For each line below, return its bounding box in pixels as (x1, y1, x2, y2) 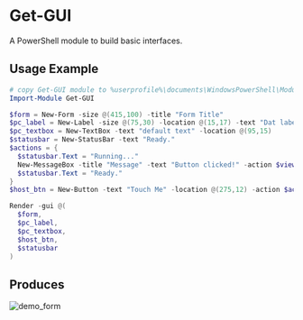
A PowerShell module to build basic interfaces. (9, 35, 183, 46)
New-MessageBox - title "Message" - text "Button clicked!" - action (17, 160, 272, 169)
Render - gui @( (9, 202, 67, 211)
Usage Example (9, 61, 99, 77)
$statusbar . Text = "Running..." (17, 151, 140, 160)
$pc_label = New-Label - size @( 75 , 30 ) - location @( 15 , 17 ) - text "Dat (9, 118, 277, 127)
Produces (9, 277, 65, 292)
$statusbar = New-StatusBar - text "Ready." (9, 135, 176, 144)
